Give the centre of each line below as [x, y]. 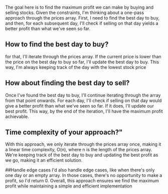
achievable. [17, 116]
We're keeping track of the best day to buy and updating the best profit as [82, 155]
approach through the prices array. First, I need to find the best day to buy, [82, 18]
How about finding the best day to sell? [67, 83]
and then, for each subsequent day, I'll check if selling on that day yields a [82, 23]
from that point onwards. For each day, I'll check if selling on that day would [83, 101]
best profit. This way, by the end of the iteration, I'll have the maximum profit [84, 111]
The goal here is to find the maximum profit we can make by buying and [79, 7]
